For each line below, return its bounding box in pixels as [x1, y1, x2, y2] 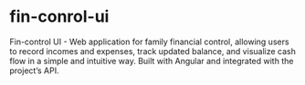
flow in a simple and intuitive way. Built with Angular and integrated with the [9, 55, 294, 66]
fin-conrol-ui [9, 6, 110, 27]
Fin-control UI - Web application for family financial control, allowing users [9, 36, 289, 47]
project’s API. [9, 65, 59, 76]
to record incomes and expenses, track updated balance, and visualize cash [9, 45, 297, 56]
